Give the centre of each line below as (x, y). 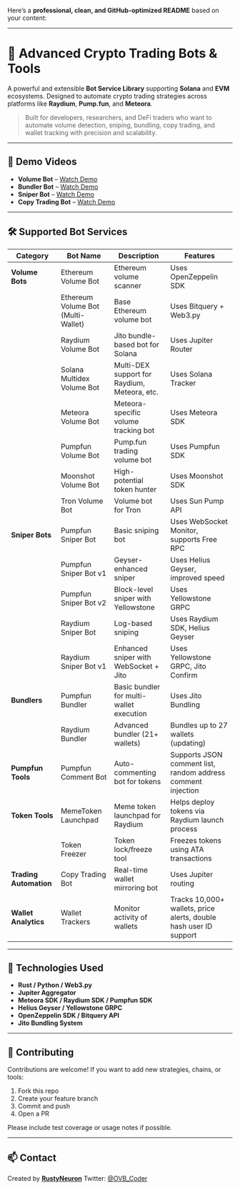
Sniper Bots (31, 535)
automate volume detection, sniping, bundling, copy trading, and (120, 125)
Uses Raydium (195, 619)
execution (131, 713)
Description (139, 255)
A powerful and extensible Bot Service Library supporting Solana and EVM (119, 88)
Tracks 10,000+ (197, 899)
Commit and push (44, 1106)
